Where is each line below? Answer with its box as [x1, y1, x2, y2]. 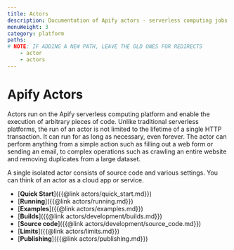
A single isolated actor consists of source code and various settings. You [7, 168, 219, 177]
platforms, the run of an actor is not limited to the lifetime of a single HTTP [7, 125, 222, 133]
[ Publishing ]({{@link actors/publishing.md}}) [17, 234, 148, 243]
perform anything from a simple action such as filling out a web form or [7, 139, 214, 148]
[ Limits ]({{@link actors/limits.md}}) [17, 227, 119, 235]
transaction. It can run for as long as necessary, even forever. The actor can [7, 132, 227, 141]
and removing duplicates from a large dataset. [7, 154, 141, 163]
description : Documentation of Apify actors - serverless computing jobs [7, 17, 228, 24]
